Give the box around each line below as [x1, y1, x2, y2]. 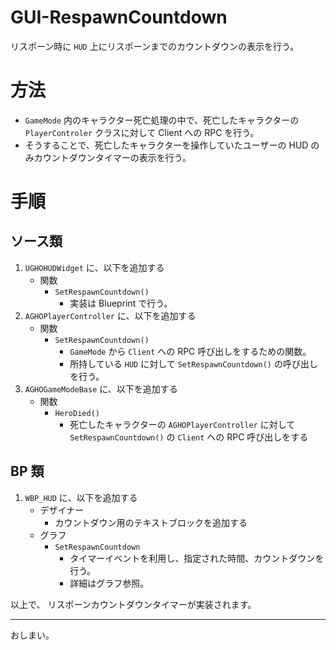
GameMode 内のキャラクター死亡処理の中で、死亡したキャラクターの [24, 114, 300, 126]
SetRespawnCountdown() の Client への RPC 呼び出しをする [69, 431, 309, 443]
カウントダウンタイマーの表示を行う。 [33, 151, 192, 163]
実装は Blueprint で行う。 [69, 297, 173, 309]
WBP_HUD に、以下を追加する [24, 491, 138, 503]
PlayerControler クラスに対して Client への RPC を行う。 [24, 126, 260, 138]
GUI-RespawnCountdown [10, 6, 228, 29]
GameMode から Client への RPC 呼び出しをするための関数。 [69, 345, 312, 357]
